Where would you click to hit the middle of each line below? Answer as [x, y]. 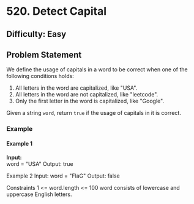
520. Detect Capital [57, 11]
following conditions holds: [40, 76]
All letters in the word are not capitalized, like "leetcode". [87, 95]
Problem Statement [44, 54]
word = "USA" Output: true [40, 163]
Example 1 [19, 143]
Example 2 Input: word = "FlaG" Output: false [63, 176]
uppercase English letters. [39, 194]
